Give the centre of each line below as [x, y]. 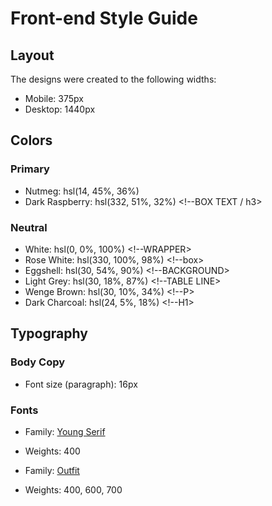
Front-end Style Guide [104, 18]
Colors [31, 140]
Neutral [29, 227]
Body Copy [38, 362]
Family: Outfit [52, 470]
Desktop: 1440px [60, 109]
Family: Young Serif [65, 431]
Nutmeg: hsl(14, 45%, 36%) [82, 191]
